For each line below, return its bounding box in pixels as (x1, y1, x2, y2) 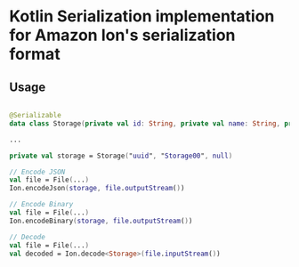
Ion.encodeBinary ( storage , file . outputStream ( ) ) (9, 216, 193, 225)
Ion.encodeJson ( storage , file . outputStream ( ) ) (9, 184, 185, 193)
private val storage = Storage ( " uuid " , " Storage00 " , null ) (9, 151, 233, 160)
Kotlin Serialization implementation (9, 6, 275, 27)
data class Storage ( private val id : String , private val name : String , (9, 118, 281, 128)
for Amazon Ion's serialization (9, 25, 236, 45)
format (9, 44, 61, 64)
